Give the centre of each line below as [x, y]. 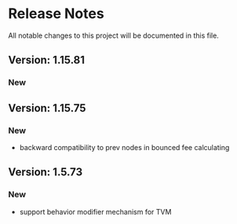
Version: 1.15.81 [46, 60]
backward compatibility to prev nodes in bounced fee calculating [124, 147]
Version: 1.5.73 [46, 173]
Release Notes [56, 14]
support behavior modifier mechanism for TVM [95, 211]
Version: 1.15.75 [47, 108]
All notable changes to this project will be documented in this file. [114, 35]
